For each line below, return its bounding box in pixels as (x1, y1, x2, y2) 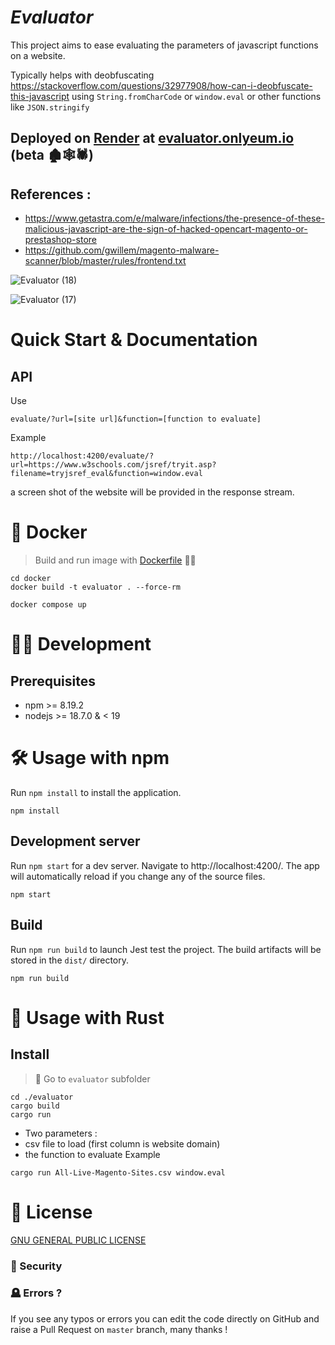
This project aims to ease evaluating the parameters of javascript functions (10, 39, 319, 51)
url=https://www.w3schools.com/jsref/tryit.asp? (10, 460, 217, 470)
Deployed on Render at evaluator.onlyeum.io (10, 130, 295, 147)
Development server (10, 833, 141, 850)
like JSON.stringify (10, 101, 90, 113)
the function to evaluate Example (24, 1148, 161, 1160)
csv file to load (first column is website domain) (24, 1137, 221, 1150)
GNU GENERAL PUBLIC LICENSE (10, 1234, 147, 1246)
